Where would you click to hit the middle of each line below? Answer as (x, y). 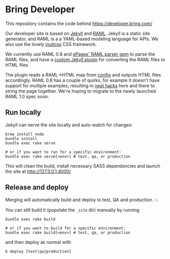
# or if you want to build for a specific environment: (65, 228)
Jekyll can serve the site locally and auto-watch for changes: (69, 125)
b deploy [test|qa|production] (38, 251)
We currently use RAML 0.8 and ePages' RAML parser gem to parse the (80, 54)
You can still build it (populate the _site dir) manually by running (72, 210)
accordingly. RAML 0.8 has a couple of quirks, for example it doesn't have (82, 80)
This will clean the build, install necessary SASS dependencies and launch (83, 166)
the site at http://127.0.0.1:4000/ (38, 171)
